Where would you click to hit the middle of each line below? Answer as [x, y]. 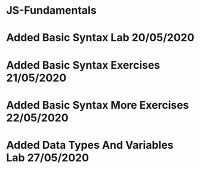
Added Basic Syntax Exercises [83, 65]
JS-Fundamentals [51, 10]
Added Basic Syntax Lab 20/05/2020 [100, 38]
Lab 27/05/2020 [48, 157]
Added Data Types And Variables [90, 145]
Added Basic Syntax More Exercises [98, 105]
